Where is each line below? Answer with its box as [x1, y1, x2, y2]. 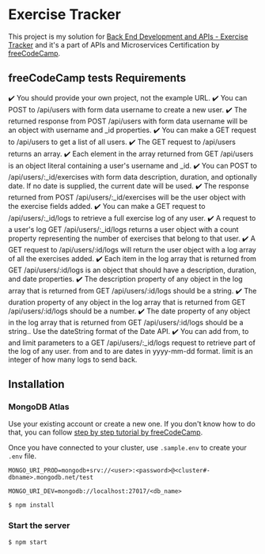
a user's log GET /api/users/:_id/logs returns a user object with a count [8, 224, 239, 234]
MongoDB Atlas [8, 401, 70, 412]
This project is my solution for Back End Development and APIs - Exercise [8, 32, 248, 41]
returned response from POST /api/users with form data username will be [8, 116, 248, 126]
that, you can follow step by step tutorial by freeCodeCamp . [8, 427, 203, 437]
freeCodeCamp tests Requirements [8, 71, 187, 85]
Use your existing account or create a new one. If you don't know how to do [8, 419, 256, 429]
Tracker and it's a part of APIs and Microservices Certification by [8, 40, 220, 49]
